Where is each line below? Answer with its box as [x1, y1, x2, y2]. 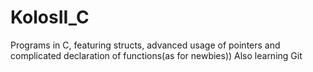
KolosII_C [10, 6, 90, 29]
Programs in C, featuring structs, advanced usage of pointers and [10, 39, 281, 51]
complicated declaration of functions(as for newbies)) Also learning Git [10, 49, 303, 61]
